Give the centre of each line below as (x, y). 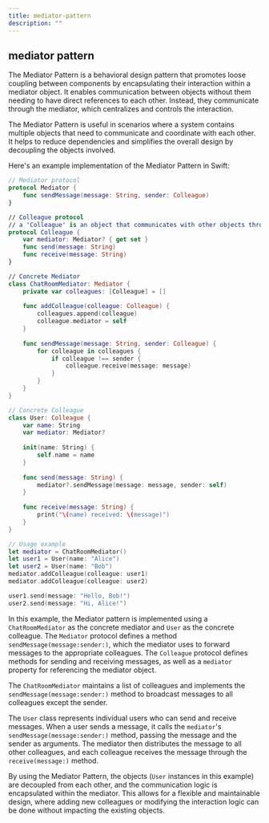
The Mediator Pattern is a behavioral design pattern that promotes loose (127, 75)
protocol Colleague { (44, 232)
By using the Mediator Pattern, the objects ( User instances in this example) (131, 776)
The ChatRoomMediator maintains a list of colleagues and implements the (127, 685)
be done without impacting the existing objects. (87, 810)
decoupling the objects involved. (62, 150)
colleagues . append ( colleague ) (87, 314)
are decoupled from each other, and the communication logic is (113, 784)
